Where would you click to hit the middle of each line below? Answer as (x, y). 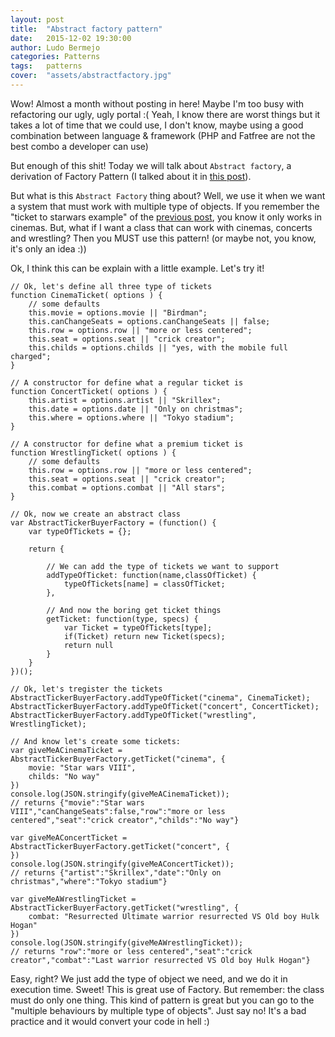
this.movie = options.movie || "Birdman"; (118, 312)
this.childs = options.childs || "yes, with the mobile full (158, 347)
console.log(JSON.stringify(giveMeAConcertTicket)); (122, 864)
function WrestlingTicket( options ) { (93, 452)
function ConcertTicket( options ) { (89, 391)
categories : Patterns (55, 57)
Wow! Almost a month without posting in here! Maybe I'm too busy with (157, 103)
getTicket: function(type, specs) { (122, 619)
